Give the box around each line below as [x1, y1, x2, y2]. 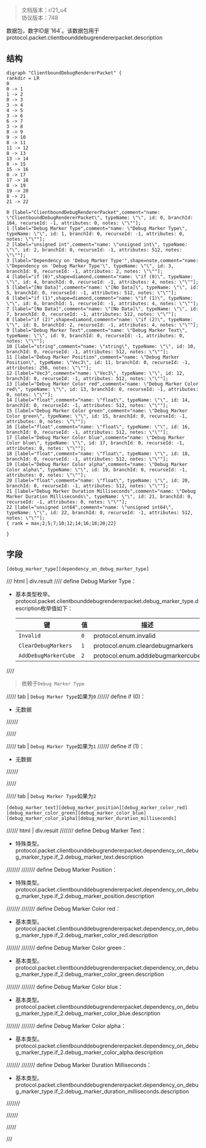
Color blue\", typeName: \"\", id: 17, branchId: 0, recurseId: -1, [6, 440, 185, 446]
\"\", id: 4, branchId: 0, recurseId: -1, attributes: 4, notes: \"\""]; [6, 279, 199, 285]
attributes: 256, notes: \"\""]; [6, 365, 92, 371]
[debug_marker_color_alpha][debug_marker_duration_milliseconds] [6, 815, 177, 821]
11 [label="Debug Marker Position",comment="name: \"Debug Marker [6, 354, 180, 360]
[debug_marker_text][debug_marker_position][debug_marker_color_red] [6, 804, 188, 811]
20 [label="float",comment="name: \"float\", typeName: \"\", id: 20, [6, 477, 191, 484]
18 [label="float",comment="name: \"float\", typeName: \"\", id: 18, [6, 450, 191, 457]
